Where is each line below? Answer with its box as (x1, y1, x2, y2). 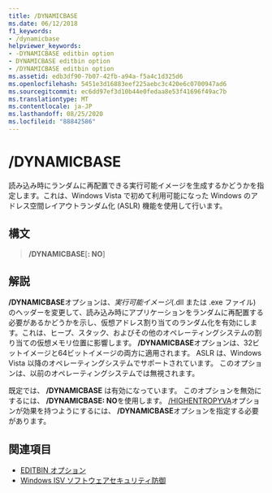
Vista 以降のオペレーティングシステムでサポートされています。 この (8, 358, 234, 368)
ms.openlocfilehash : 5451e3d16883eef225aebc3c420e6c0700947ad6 (8, 80, 227, 88)
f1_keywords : (8, 27, 53, 35)
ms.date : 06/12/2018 (8, 19, 79, 28)
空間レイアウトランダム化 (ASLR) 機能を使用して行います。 (29, 201, 227, 210)
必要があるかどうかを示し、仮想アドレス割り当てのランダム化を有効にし (8, 318, 250, 327)
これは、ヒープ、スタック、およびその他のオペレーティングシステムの (21, 328, 255, 338)
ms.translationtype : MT (8, 95, 89, 103)
